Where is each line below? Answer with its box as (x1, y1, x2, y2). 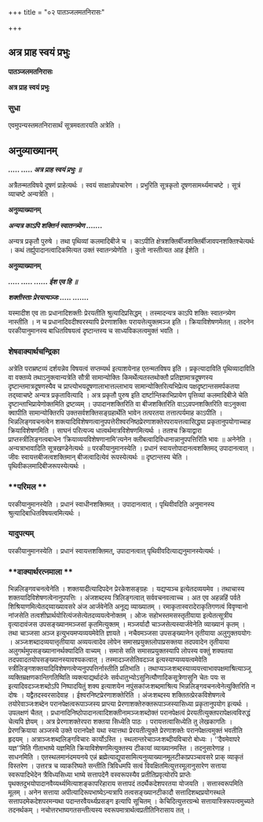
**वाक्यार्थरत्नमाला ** (8, 566, 73, 577)
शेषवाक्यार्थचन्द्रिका (8, 346, 60, 357)
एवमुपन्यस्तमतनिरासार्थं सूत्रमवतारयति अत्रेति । (8, 120, 122, 130)
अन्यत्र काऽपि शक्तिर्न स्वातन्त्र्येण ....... (8, 220, 103, 230)
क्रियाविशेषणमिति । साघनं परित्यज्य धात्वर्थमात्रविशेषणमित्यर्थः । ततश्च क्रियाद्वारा (8, 426, 202, 436)
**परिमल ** (8, 481, 47, 492)
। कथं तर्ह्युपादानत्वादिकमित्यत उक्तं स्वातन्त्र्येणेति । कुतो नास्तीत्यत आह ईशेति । (8, 245, 206, 255)
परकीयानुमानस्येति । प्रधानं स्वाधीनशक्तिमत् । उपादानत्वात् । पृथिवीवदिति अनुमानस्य (8, 499, 214, 509)
